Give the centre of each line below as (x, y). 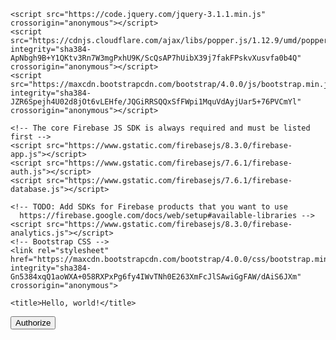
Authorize (33, 323)
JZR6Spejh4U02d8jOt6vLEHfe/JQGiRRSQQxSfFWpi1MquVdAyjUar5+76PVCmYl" (156, 102)
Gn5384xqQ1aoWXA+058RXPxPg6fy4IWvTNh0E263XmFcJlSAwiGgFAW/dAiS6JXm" (156, 277)
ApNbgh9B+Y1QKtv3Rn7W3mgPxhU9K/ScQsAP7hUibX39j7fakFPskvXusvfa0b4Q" (156, 58)
